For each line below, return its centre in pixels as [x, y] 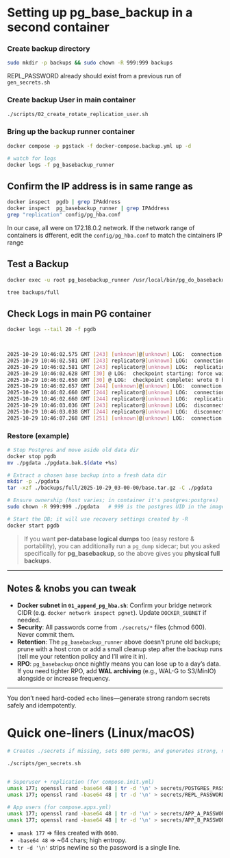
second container [58, 27]
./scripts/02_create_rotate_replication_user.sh [78, 114]
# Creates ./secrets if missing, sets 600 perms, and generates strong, [113, 751]
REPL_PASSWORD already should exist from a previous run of [94, 76]
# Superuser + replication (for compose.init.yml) [81, 782]
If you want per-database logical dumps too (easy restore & [109, 539]
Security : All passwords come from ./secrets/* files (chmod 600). [112, 627]
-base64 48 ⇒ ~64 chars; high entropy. [72, 840]
